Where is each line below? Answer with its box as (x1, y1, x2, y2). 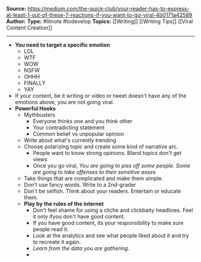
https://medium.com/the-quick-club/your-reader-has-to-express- (28, 5, 190, 12)
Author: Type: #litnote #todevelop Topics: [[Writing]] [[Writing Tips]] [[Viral (6, 18, 193, 25)
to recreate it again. (32, 239, 81, 245)
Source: (6, 5, 27, 12)
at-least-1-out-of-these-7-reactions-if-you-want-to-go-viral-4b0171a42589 (6, 11, 193, 19)
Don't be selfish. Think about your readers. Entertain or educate (23, 188, 181, 194)
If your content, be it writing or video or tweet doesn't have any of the (14, 92, 187, 99)
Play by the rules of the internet (23, 200, 104, 207)
